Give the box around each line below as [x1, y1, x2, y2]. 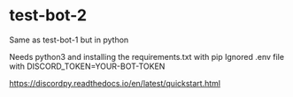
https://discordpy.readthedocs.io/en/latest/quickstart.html [9, 78, 221, 88]
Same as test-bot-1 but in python [9, 34, 129, 45]
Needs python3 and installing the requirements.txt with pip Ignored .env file [9, 51, 285, 62]
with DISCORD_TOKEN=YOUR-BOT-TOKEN [9, 61, 166, 71]
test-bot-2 [9, 5, 87, 26]
